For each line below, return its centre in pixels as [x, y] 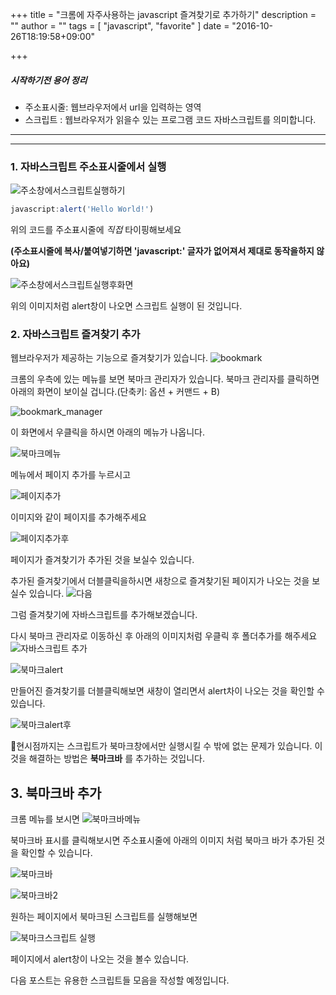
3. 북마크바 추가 [56, 793]
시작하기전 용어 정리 [49, 80]
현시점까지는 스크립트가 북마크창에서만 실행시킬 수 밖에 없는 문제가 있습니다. [161, 746]
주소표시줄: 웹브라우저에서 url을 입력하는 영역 [113, 107]
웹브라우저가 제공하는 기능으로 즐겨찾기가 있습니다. [109, 358]
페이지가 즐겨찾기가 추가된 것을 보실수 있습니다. [102, 560]
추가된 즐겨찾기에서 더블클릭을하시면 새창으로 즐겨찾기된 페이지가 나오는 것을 [160, 581]
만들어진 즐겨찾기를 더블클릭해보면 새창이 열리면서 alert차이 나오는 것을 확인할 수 [167, 691]
